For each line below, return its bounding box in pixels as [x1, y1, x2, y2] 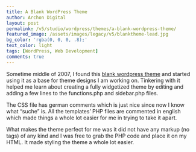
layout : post [6, 20, 39, 26]
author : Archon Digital [6, 14, 66, 21]
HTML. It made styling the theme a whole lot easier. [6, 138, 134, 145]
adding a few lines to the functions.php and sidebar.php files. [6, 89, 159, 97]
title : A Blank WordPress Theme [6, 8, 87, 15]
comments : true [6, 54, 45, 60]
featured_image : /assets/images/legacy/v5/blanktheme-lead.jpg [6, 31, 169, 37]
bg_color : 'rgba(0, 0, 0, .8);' [6, 37, 87, 43]
